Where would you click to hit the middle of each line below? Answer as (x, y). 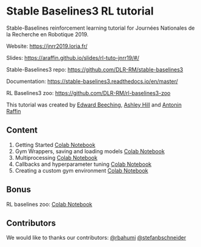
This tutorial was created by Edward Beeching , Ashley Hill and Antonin (94, 105)
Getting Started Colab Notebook (55, 145)
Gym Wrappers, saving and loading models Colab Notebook (90, 151)
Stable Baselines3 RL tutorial (80, 11)
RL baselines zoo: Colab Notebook (49, 204)
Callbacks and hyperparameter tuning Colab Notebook (83, 164)
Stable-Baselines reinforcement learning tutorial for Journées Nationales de (100, 28)
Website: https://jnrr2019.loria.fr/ (47, 46)
